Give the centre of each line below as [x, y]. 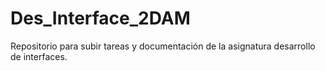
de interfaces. [39, 56]
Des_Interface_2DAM [100, 18]
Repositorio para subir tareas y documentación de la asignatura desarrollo [163, 46]
